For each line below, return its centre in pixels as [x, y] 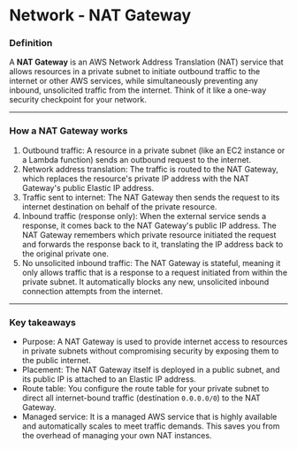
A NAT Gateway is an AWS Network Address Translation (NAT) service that [147, 62]
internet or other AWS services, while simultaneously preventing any [134, 81]
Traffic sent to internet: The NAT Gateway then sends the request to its [151, 197]
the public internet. [56, 361]
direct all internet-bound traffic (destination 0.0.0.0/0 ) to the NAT [141, 398]
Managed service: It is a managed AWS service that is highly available [149, 417]
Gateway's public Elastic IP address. [88, 187]
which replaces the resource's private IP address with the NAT [136, 179]
